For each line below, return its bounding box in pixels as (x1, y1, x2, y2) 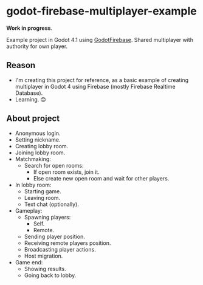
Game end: (15, 258, 43, 266)
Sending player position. (24, 233, 85, 240)
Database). (15, 89, 43, 97)
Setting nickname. (15, 136, 61, 143)
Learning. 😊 (15, 95, 47, 103)
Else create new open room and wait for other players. (33, 174, 170, 182)
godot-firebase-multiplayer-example (6, 4, 197, 18)
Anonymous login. (15, 129, 61, 137)
